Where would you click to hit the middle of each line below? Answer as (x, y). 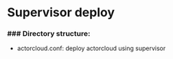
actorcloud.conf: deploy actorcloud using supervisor (91, 48)
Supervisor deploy (61, 13)
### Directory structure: (49, 34)
